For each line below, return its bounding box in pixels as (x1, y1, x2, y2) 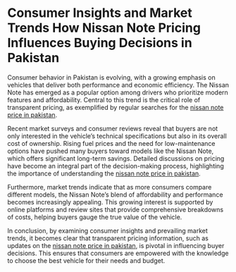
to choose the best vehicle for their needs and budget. (7, 256, 166, 265)
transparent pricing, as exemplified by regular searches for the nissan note (7, 103, 224, 111)
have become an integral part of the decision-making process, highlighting (7, 161, 224, 170)
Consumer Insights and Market (7, 5, 192, 21)
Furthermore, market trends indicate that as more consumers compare (7, 183, 212, 191)
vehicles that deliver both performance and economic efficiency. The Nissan (7, 80, 230, 89)
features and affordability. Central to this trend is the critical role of (7, 95, 201, 104)
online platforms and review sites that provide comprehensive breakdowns (7, 205, 224, 214)
